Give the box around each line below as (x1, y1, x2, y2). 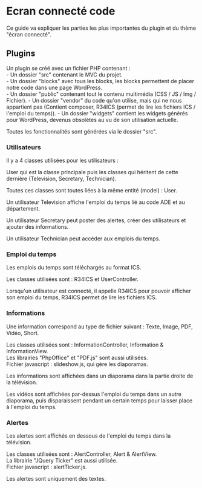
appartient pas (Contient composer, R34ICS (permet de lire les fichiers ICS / (6, 103, 196, 110)
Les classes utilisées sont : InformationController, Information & (6, 341, 164, 348)
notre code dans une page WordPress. (6, 84, 103, 91)
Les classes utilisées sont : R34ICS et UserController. (6, 276, 139, 283)
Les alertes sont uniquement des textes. (6, 475, 106, 482)
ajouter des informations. (6, 223, 69, 231)
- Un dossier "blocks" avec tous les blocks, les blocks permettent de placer (6, 77, 195, 84)
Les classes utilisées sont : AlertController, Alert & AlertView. (6, 450, 157, 458)
